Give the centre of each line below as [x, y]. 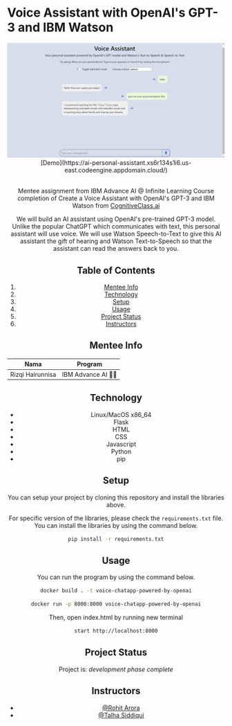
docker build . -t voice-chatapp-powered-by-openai [116, 591]
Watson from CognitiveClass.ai [116, 206]
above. [116, 504]
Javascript [121, 444]
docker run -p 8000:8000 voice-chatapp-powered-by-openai [116, 604]
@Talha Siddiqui [121, 715]
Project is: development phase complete [116, 669]
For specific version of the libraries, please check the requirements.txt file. [116, 518]
